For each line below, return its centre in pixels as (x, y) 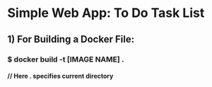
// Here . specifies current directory (60, 76)
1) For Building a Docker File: (71, 39)
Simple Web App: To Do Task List (106, 13)
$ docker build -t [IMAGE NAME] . (66, 59)
